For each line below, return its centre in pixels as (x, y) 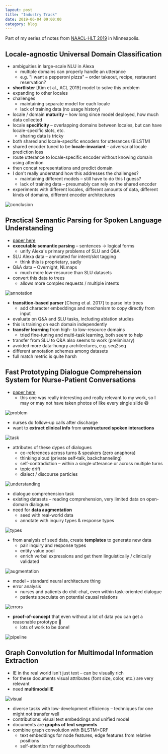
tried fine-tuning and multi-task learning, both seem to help (81, 335)
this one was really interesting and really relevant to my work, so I (88, 397)
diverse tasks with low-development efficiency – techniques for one (83, 708)
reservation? (33, 82)
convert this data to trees (38, 278)
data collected (27, 120)
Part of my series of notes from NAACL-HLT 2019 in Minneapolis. (72, 38)
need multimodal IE (33, 689)
